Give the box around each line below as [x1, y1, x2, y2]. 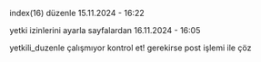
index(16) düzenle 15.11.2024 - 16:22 [9, 8, 145, 18]
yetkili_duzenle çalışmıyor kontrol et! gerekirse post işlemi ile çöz [9, 42, 252, 53]
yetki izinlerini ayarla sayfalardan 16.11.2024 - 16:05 [9, 25, 201, 35]
